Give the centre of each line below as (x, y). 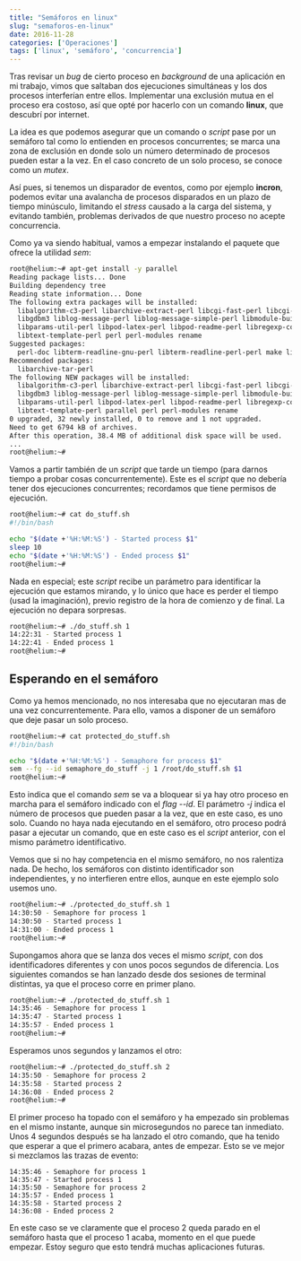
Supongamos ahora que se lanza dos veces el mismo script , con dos (137, 955)
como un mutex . (39, 170)
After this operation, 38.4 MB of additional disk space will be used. (146, 436)
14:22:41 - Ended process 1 (62, 643)
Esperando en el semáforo (84, 679)
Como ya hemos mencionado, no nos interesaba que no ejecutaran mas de (148, 700)
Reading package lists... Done (68, 277)
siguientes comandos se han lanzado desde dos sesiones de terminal (138, 974)
